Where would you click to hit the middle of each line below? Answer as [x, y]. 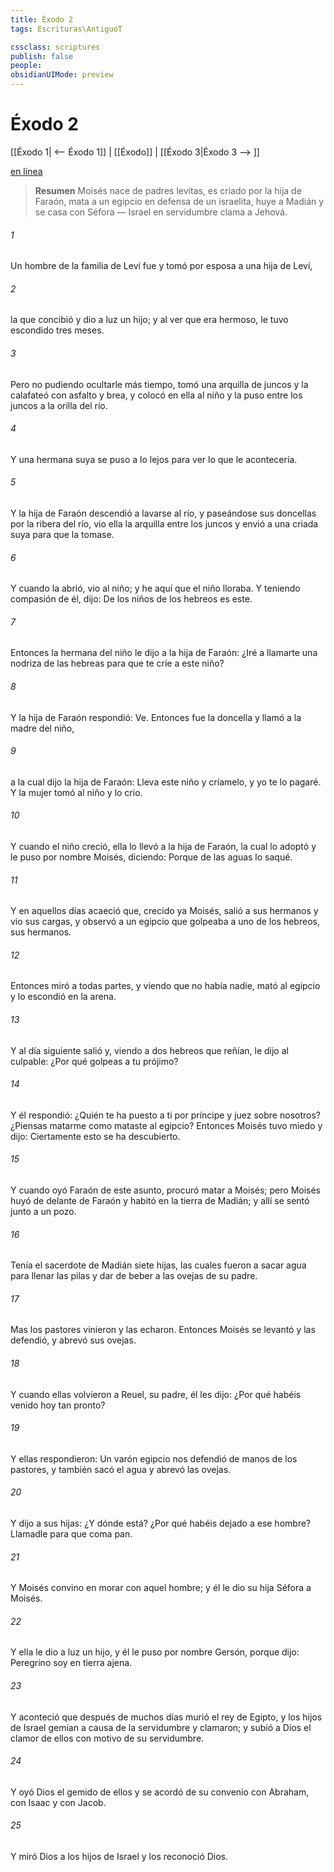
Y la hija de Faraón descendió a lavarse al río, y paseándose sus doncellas [163, 513]
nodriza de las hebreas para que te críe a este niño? [117, 663]
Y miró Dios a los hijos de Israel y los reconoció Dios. [119, 1857]
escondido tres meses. [57, 330]
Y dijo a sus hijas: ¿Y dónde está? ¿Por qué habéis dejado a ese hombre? [161, 1523]
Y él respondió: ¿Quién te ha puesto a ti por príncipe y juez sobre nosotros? [165, 1115]
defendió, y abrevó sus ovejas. [73, 1340]
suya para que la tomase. [62, 534]
